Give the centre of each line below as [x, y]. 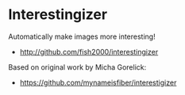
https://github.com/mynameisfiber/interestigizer [98, 82]
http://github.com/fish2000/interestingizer [89, 51]
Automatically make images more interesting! [82, 36]
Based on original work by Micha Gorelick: [77, 67]
